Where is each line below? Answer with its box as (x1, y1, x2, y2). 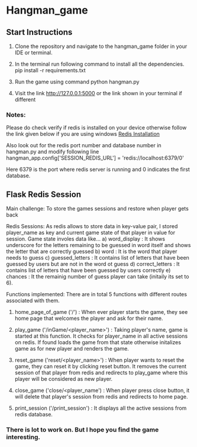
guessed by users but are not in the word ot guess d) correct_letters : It (6, 261, 180, 268)
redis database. (14, 411, 53, 418)
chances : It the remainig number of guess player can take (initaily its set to (6, 273, 189, 280)
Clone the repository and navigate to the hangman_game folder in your (14, 43, 188, 50)
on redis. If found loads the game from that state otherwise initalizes (14, 339, 182, 346)
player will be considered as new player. (14, 375, 113, 383)
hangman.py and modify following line (6, 148, 99, 156)
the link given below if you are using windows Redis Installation (6, 131, 160, 138)
